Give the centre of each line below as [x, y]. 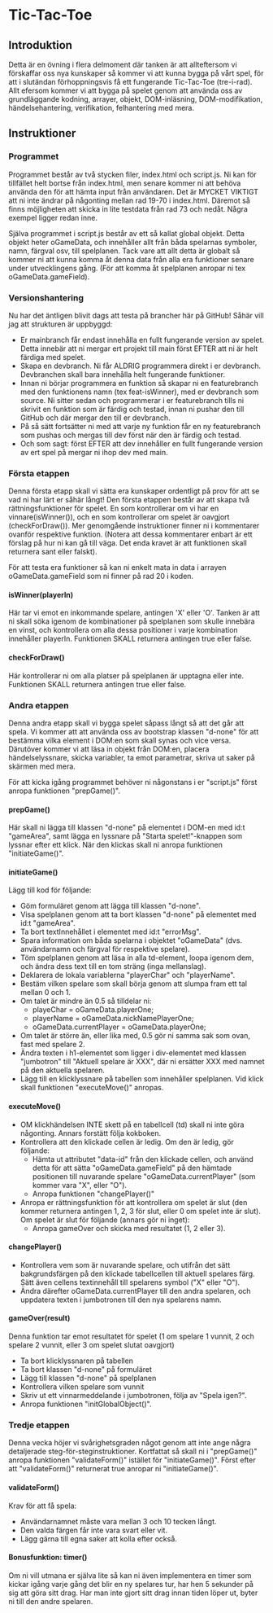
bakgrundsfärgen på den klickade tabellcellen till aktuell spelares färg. [137, 1273]
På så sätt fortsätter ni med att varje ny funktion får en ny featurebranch [141, 426]
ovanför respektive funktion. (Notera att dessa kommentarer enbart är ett [131, 534]
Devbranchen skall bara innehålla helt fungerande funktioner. [123, 374]
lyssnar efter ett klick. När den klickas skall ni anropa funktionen [116, 845]
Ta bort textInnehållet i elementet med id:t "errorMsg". [110, 932]
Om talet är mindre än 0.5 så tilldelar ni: [86, 1001]
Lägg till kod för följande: [50, 890]
